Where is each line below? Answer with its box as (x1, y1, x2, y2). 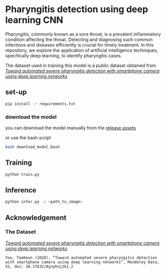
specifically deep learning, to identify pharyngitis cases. (5, 52, 122, 59)
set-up (5, 88, 27, 97)
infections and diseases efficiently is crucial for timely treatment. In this (5, 42, 154, 48)
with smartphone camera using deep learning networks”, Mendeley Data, (5, 259, 159, 264)
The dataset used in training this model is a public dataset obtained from (5, 62, 156, 68)
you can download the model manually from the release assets (5, 125, 136, 131)
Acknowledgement (5, 213, 67, 222)
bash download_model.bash (5, 144, 60, 149)
